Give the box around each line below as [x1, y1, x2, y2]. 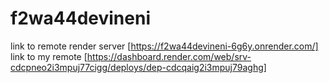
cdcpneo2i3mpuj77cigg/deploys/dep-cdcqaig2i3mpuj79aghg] [10, 61, 267, 73]
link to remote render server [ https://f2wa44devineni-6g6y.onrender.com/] [10, 40, 319, 52]
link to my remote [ [10, 50, 88, 62]
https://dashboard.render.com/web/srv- [86, 50, 252, 62]
